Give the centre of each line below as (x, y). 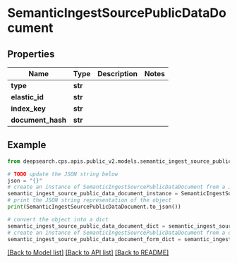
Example (27, 145)
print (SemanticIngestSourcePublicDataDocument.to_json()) (94, 207)
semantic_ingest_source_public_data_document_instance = (93, 194)
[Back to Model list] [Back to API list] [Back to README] (88, 252)
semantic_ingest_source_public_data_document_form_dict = (94, 239)
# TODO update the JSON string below (63, 174)
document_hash (39, 120)
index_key (28, 109)
